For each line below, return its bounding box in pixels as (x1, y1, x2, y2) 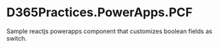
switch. (6, 34, 27, 42)
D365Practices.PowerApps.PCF (6, 5, 193, 20)
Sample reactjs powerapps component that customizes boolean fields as (6, 27, 213, 35)
